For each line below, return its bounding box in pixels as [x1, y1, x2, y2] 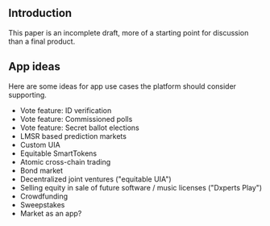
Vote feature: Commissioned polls [19, 114, 133, 123]
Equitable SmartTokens [19, 149, 98, 158]
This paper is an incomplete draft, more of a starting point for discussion [8, 27, 249, 37]
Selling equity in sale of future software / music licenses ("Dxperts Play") [19, 182, 263, 192]
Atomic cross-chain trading [19, 157, 111, 166]
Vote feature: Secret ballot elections [19, 123, 139, 132]
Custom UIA [19, 140, 60, 149]
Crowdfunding [19, 191, 69, 201]
